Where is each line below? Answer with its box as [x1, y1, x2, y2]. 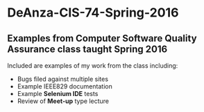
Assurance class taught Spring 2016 [7, 43, 168, 55]
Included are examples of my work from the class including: [7, 62, 178, 70]
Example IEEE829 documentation [17, 82, 112, 91]
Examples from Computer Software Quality [7, 32, 197, 44]
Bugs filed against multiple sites [17, 75, 109, 83]
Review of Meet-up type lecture [17, 97, 110, 105]
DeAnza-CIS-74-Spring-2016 [7, 5, 179, 21]
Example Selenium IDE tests [17, 90, 99, 97]
